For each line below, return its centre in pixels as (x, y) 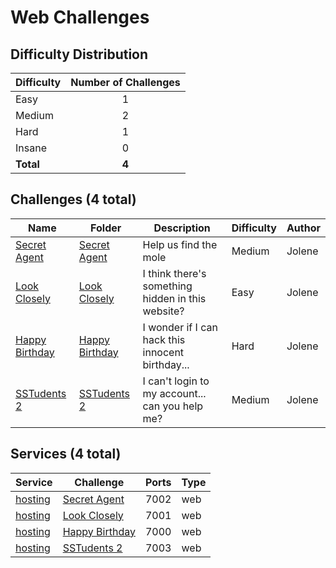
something (167, 286)
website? (163, 311)
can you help (173, 406)
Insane (31, 148)
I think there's (174, 273)
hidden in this (174, 298)
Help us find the (180, 244)
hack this (164, 339)
